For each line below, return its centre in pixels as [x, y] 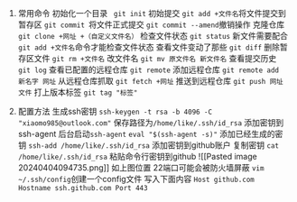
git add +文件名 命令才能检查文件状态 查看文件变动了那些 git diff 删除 [148, 47]
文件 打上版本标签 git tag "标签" [78, 92]
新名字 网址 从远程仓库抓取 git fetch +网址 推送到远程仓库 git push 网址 [150, 81]
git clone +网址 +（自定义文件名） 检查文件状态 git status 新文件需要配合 [153, 36]
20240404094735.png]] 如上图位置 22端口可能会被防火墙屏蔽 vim [141, 168]
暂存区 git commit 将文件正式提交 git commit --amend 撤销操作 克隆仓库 [151, 24]
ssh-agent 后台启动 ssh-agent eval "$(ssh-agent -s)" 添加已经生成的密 [150, 134]
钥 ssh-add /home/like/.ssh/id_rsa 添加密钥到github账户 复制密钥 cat [148, 145]
